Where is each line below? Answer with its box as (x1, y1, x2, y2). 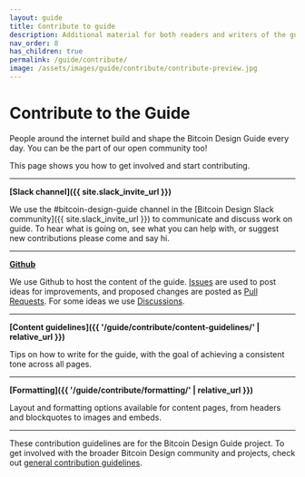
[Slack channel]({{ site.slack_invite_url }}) (9, 186, 172, 197)
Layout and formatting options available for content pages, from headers (9, 402, 281, 413)
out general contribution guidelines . (9, 457, 143, 468)
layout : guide (9, 13, 64, 23)
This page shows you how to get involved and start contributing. (9, 160, 251, 170)
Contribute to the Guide (9, 103, 191, 123)
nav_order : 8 (9, 38, 59, 48)
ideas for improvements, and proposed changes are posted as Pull (9, 286, 259, 297)
